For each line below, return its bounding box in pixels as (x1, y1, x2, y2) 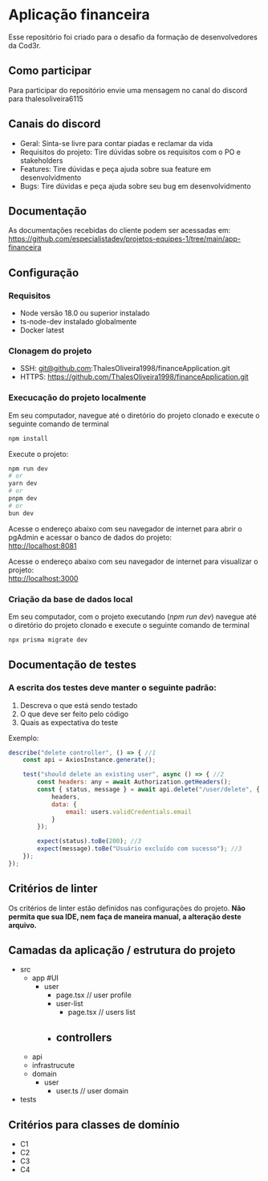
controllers (55, 1030, 112, 1045)
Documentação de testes (8, 658, 137, 672)
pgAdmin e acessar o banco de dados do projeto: (8, 532, 173, 542)
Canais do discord (8, 117, 101, 131)
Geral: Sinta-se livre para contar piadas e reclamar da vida (19, 138, 213, 148)
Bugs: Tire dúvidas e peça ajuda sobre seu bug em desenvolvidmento (19, 181, 251, 190)
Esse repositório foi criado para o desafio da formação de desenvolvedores (8, 32, 258, 42)
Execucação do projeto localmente (8, 392, 147, 403)
